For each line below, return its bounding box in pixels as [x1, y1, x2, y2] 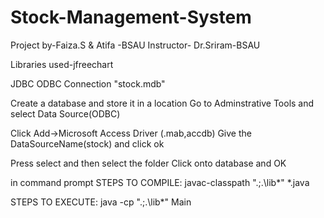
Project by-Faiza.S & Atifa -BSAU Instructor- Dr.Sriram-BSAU [10, 39, 261, 51]
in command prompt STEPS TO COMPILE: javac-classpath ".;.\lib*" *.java [10, 176, 310, 188]
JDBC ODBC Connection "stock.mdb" [10, 77, 166, 90]
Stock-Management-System [10, 6, 252, 29]
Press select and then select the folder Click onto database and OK [10, 157, 287, 169]
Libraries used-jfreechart [10, 58, 114, 70]
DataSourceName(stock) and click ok [10, 137, 165, 150]
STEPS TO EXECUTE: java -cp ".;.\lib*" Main [10, 196, 192, 208]
